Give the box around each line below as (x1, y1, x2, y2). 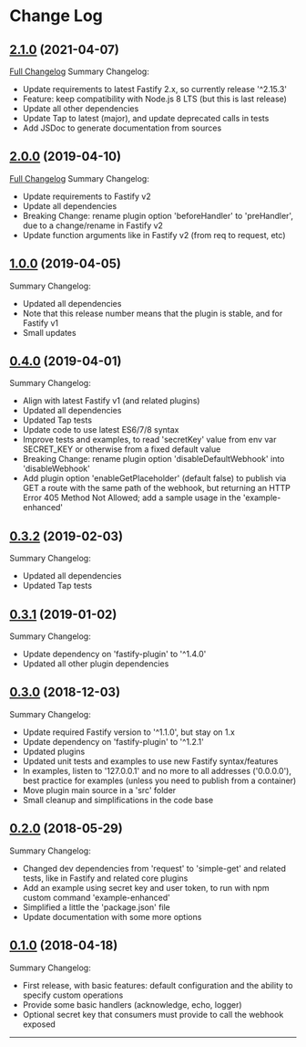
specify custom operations (22, 989, 124, 1000)
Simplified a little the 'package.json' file (22, 901, 171, 913)
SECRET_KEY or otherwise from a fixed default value (22, 444, 221, 455)
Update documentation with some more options (22, 911, 202, 922)
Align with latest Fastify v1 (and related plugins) (22, 395, 200, 406)
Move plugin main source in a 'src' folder (22, 784, 177, 795)
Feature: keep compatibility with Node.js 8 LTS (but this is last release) (22, 93, 287, 104)
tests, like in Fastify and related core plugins (22, 873, 189, 884)
